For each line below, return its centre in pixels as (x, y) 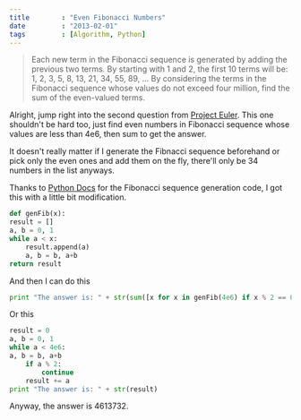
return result (36, 264)
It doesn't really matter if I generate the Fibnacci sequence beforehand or (145, 151)
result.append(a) (58, 247)
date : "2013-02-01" (64, 26)
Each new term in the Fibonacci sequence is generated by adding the (159, 60)
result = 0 (30, 331)
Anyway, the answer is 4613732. (69, 406)
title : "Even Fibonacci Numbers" (88, 17)
